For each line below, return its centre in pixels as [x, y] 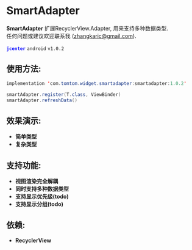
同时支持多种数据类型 [42, 189]
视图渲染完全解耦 [37, 181]
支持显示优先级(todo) [42, 197]
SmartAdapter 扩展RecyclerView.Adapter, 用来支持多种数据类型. [87, 28]
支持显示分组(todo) [39, 204]
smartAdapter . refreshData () [42, 100]
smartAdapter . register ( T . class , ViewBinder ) [64, 94]
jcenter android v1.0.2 [35, 49]
